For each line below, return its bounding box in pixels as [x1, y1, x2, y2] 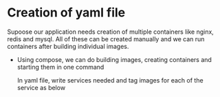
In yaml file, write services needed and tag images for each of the [16, 76, 204, 84]
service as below [16, 83, 66, 91]
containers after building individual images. [7, 42, 129, 50]
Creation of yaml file [7, 5, 126, 21]
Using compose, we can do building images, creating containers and [16, 55, 212, 63]
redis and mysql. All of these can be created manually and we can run [7, 34, 205, 43]
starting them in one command [16, 63, 104, 71]
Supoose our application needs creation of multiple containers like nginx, [7, 28, 214, 36]
